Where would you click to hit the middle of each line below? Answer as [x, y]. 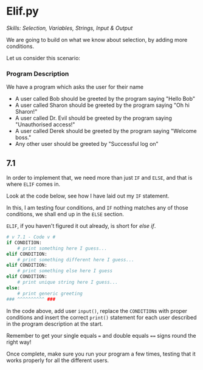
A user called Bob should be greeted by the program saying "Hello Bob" [105, 99]
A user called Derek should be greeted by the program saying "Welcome [106, 131]
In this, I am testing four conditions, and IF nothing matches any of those [97, 208]
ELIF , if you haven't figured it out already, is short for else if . [81, 226]
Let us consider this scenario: [43, 58]
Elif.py [23, 11]
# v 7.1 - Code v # [31, 237]
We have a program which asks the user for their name [75, 87]
